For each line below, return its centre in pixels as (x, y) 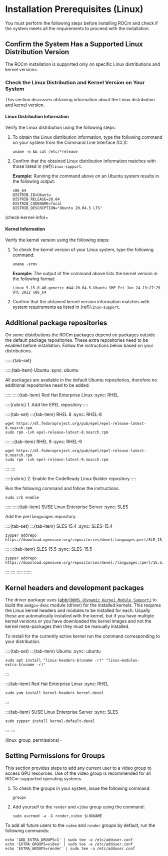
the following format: (34, 279)
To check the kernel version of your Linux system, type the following (83, 250)
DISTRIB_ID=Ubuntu (31, 195)
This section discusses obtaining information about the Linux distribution (80, 100)
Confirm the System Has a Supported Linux (74, 44)
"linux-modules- (123, 661)
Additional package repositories (56, 323)
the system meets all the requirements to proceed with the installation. (77, 28)
